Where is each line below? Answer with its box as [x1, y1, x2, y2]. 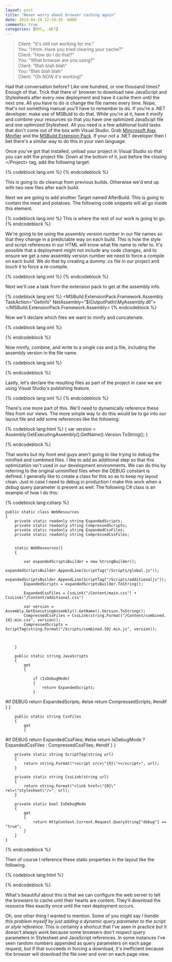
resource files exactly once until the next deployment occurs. [5, 903, 135, 909]
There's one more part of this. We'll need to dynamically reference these [5, 405, 159, 412]
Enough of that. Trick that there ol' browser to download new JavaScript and [5, 89, 167, 95]
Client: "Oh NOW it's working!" [17, 74, 83, 80]
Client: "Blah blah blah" [17, 63, 67, 69]
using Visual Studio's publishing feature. [5, 385, 91, 391]
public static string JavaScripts [14, 654, 88, 659]
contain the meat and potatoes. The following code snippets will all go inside [5, 200, 167, 206]
